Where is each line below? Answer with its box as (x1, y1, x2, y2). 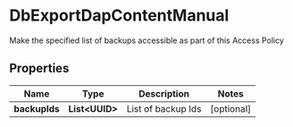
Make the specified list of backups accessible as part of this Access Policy (9, 35, 284, 46)
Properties (9, 61, 70, 76)
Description (138, 87, 190, 99)
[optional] (209, 102, 252, 114)
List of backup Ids (126, 102, 202, 114)
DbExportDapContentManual (9, 5, 230, 26)
